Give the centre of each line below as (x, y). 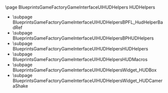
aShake (20, 86)
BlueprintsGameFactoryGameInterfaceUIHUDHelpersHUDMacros (80, 59)
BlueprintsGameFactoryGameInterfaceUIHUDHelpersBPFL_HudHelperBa (88, 22)
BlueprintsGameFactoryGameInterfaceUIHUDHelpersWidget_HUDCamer (88, 80)
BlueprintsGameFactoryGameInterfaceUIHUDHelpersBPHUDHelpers (83, 38)
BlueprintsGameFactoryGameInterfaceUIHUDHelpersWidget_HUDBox (85, 70)
